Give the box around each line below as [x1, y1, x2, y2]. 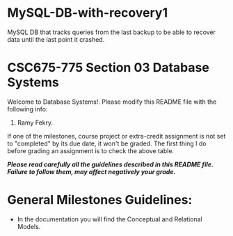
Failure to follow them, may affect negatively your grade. [7, 167, 176, 175]
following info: [7, 104, 48, 113]
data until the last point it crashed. [7, 35, 105, 43]
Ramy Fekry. [17, 118, 54, 127]
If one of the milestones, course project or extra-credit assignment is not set [7, 132, 226, 140]
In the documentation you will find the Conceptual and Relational [17, 214, 203, 223]
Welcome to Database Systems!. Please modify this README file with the [7, 97, 217, 106]
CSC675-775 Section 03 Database [7, 60, 210, 76]
